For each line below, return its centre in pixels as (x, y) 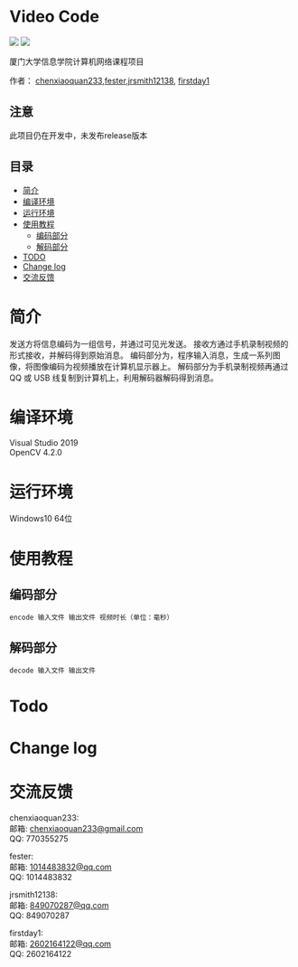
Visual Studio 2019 (44, 443)
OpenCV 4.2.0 (36, 453)
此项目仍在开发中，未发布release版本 (79, 135)
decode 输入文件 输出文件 (53, 671)
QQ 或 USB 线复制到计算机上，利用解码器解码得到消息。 (114, 378)
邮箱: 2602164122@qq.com (60, 944)
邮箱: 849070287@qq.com (59, 905)
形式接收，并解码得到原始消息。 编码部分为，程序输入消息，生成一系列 (141, 355)
